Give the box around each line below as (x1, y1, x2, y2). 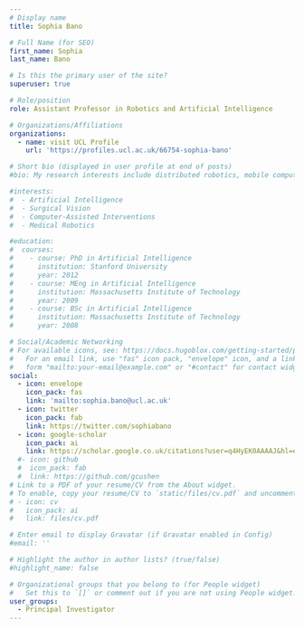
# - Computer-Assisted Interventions (9, 212, 156, 222)
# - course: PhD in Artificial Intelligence (9, 254, 193, 263)
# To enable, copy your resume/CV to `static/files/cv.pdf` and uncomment (9, 489, 298, 498)
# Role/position (9, 96, 71, 105)
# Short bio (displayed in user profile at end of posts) (9, 162, 233, 172)
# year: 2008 (9, 321, 79, 330)
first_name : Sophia (9, 46, 83, 55)
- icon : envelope (17, 379, 83, 389)
